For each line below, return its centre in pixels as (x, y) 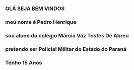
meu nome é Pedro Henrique (41, 22)
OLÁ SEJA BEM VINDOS (35, 9)
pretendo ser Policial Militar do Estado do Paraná (66, 49)
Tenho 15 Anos (24, 62)
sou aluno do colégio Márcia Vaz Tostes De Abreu (67, 35)
